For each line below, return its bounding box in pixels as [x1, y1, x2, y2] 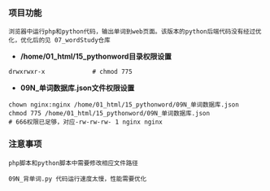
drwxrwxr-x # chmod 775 [8, 67, 133, 76]
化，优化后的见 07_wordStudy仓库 [8, 37, 111, 45]
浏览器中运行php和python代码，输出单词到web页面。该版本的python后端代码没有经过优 [8, 28, 262, 36]
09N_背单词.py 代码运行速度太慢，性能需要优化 [8, 175, 147, 183]
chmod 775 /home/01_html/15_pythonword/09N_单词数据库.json [8, 110, 210, 118]
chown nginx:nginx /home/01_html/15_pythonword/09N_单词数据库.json [8, 101, 240, 109]
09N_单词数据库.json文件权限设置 [20, 83, 135, 93]
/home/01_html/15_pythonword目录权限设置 [20, 51, 172, 62]
